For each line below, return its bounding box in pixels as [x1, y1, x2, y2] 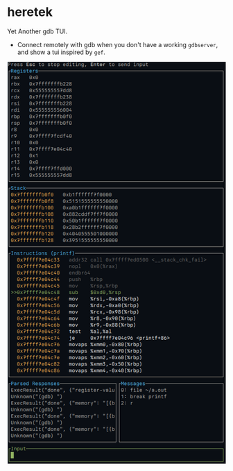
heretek [7, 4, 53, 20]
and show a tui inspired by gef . [17, 48, 105, 56]
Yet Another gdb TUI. [7, 27, 68, 35]
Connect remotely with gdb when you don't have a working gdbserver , [17, 40, 218, 49]
